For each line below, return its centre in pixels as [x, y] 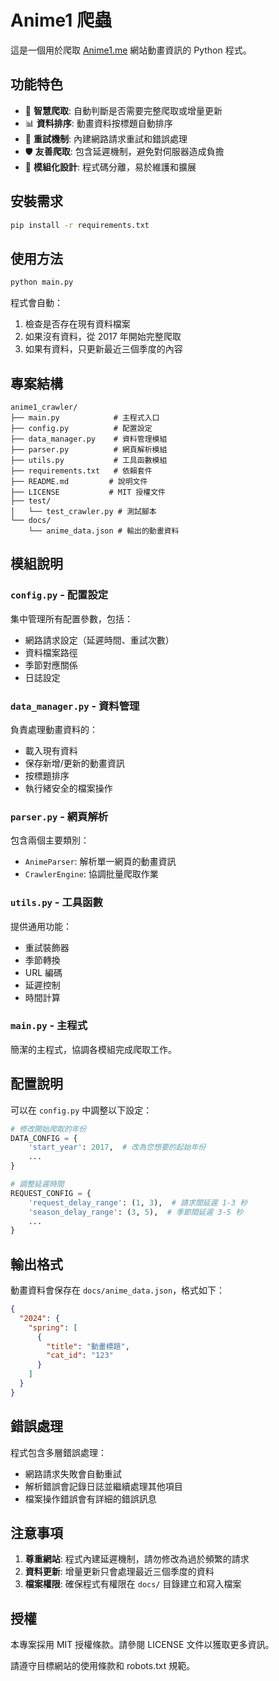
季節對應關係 [51, 665]
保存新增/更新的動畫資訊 [74, 763]
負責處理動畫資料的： [54, 729]
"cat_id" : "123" [80, 1356]
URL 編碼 [43, 972]
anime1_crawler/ [44, 407]
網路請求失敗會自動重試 [73, 1473]
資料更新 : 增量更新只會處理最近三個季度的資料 [119, 1572]
